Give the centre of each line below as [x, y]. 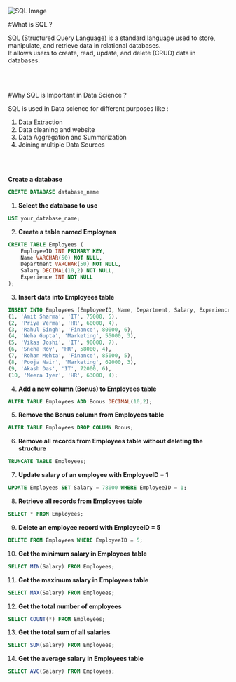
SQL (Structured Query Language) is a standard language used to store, [112, 38]
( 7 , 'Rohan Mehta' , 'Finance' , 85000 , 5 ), [71, 356]
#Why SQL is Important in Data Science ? [67, 95]
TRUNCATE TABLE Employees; [47, 462]
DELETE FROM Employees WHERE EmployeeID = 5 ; [75, 540]
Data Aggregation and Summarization [72, 137]
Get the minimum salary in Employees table [83, 554]
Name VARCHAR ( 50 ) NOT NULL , [61, 258]
